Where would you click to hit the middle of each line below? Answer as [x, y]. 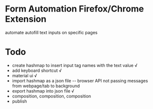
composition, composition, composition [51, 96]
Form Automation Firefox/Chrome [75, 9]
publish [19, 101]
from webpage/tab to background [46, 86]
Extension [26, 19]
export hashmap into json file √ [43, 91]
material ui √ [25, 75]
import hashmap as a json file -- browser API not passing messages [80, 81]
